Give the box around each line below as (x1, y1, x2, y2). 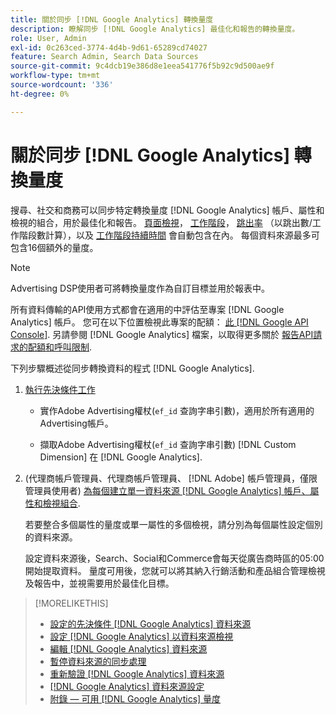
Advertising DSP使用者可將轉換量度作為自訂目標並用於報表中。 (10, 282, 271, 294)
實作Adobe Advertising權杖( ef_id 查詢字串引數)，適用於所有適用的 (39, 404, 315, 416)
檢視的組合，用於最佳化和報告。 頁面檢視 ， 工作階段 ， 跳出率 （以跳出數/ (10, 216, 313, 228)
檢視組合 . (42, 497, 81, 509)
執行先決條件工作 (24, 383, 96, 395)
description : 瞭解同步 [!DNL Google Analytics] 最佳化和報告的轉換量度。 (10, 24, 300, 34)
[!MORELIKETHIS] (34, 597, 109, 609)
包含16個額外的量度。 (10, 241, 99, 253)
